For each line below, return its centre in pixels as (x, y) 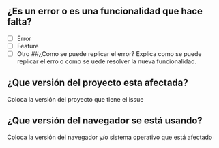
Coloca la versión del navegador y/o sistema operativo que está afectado (110, 137)
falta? (19, 22)
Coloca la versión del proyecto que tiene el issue (75, 99)
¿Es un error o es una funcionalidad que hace (105, 11)
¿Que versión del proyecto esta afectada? (98, 83)
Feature (28, 46)
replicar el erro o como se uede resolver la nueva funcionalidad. (107, 61)
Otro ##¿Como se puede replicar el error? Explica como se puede (109, 53)
